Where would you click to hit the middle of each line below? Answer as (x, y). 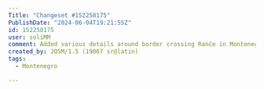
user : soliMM (29, 37)
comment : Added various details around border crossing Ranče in (117, 44)
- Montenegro (37, 66)
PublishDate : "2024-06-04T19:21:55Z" (70, 23)
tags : (17, 59)
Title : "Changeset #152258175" (59, 15)
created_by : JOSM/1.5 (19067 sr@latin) (73, 52)
